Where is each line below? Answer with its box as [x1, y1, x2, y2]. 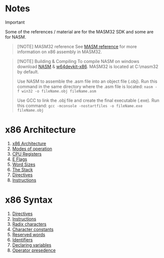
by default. [17, 68, 39, 74]
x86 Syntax [5, 194, 53, 206]
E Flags [12, 156, 27, 162]
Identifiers [12, 237, 33, 243]
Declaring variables [12, 242, 51, 248]
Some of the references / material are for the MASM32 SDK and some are [5, 29, 154, 34]
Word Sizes [12, 161, 36, 167]
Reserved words [12, 231, 46, 237]
